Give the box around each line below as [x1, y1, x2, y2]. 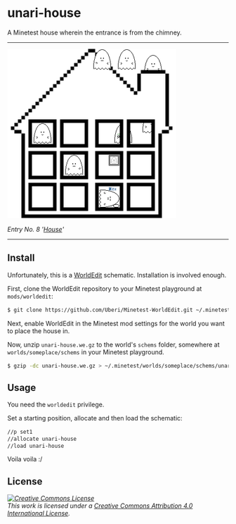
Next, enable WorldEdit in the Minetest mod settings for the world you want [7, 319, 225, 327]
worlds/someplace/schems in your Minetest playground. [7, 347, 165, 356]
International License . [7, 509, 70, 518]
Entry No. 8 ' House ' [7, 225, 65, 233]
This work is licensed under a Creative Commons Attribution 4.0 [7, 501, 193, 510]
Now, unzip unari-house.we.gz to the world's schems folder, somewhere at [7, 340, 220, 349]
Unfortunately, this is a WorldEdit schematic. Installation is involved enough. [7, 270, 227, 279]
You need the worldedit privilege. [7, 400, 105, 409]
